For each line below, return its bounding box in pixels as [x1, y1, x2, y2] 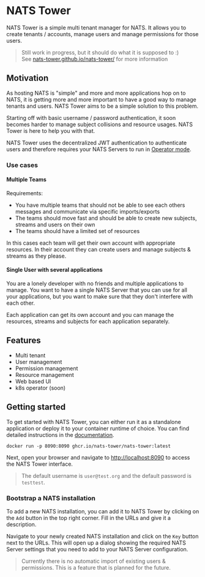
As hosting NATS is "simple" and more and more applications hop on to [6, 89, 186, 97]
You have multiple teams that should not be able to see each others [15, 201, 185, 209]
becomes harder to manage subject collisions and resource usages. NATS [6, 121, 193, 128]
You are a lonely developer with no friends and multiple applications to [6, 280, 184, 288]
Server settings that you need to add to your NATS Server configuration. [6, 546, 188, 553]
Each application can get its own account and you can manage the [6, 311, 174, 319]
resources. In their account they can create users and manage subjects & [6, 245, 191, 253]
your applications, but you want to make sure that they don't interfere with [6, 293, 193, 300]
